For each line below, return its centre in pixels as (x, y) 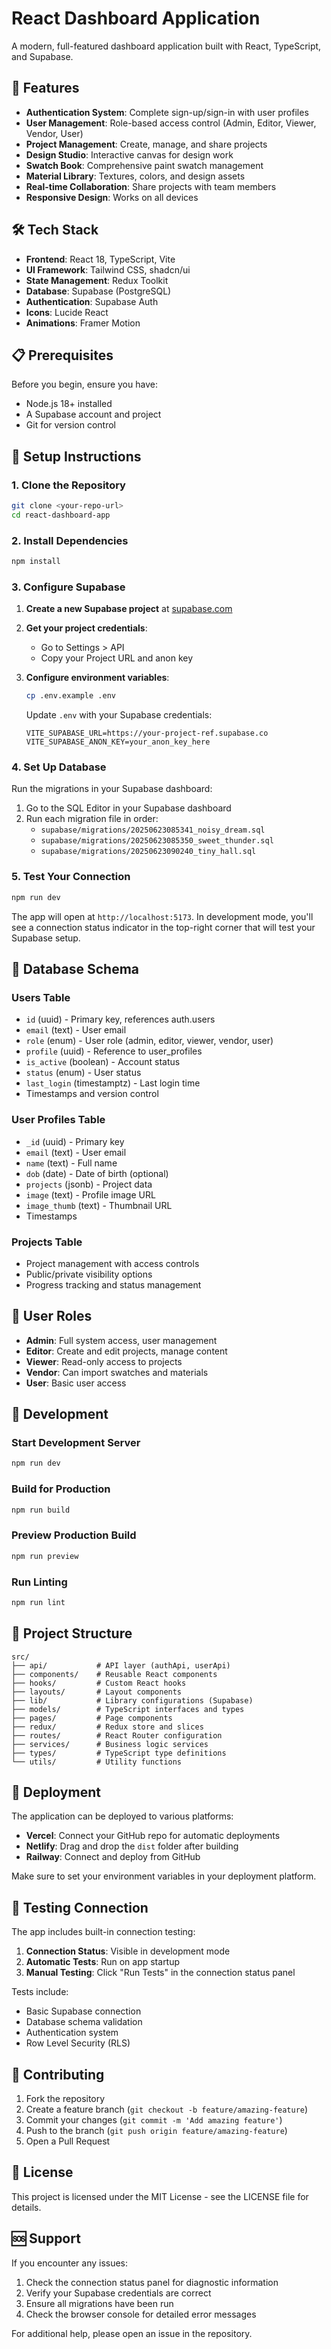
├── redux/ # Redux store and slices (107, 1727)
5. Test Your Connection (71, 877)
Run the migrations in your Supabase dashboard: (112, 789)
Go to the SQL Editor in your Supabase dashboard (128, 808)
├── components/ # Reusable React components (114, 1674)
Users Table (41, 997)
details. (26, 2207)
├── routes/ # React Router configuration (117, 1735)
